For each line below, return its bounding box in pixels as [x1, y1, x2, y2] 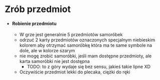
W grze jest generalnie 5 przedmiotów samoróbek [19, 32, 123, 38]
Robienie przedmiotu [12, 20, 57, 26]
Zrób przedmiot [5, 4, 71, 15]
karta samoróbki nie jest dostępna [19, 58, 90, 64]
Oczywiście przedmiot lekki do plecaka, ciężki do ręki [19, 69, 131, 75]
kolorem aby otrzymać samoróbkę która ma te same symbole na [19, 42, 152, 48]
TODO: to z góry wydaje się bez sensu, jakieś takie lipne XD [27, 64, 151, 70]
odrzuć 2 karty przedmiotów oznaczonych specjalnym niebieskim [19, 37, 155, 43]
